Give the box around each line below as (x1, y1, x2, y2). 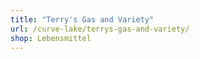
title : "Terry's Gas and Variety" (10, 14, 155, 25)
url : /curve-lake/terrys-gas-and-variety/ (10, 24, 190, 34)
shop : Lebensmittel (10, 33, 92, 43)
